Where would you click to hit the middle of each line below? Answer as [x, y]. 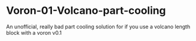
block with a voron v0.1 [34, 32]
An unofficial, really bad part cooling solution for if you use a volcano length [98, 27]
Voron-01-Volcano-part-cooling [86, 11]
